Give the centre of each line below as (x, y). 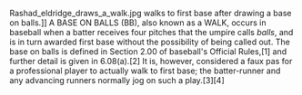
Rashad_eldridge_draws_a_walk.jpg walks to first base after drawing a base (151, 13)
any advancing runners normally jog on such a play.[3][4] (117, 80)
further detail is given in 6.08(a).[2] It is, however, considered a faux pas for (151, 61)
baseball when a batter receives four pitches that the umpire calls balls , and (151, 32)
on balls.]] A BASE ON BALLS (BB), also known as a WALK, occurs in (138, 23)
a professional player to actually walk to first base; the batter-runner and (145, 71)
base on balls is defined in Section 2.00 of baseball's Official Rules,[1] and (148, 52)
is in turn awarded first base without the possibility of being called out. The (150, 42)
